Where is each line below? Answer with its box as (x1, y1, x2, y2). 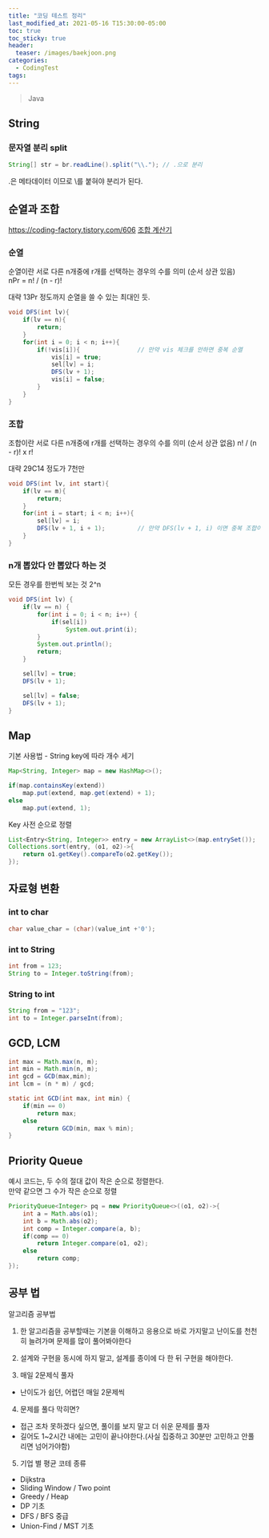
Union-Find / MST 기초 (19, 1521, 94, 1531)
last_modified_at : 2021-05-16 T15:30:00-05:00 (8, 19, 167, 27)
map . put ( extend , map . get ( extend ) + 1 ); (22, 789, 156, 797)
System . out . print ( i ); (65, 625, 138, 634)
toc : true (8, 26, 42, 34)
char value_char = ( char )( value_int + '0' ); (8, 924, 156, 933)
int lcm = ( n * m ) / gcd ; (8, 1080, 94, 1088)
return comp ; (37, 1255, 81, 1263)
